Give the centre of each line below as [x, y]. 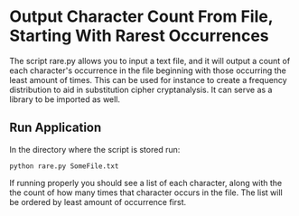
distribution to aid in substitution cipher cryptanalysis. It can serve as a [141, 89]
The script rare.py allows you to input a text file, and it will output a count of [150, 61]
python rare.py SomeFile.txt [64, 166]
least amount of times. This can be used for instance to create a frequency [148, 80]
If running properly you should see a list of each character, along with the [146, 183]
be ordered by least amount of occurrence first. [98, 202]
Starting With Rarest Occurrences [139, 36]
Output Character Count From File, [141, 17]
